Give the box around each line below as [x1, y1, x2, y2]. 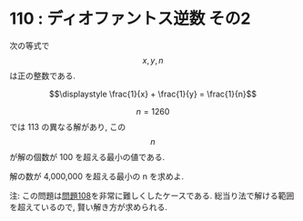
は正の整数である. [9, 70, 76, 81]
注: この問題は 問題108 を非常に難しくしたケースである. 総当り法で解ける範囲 [9, 190, 295, 201]
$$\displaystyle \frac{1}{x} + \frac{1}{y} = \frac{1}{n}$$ [48, 88, 258, 99]
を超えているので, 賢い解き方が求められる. [9, 201, 168, 212]
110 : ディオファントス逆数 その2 [9, 8, 251, 29]
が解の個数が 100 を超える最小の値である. [9, 151, 166, 162]
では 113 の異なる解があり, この [9, 121, 126, 132]
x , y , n [142, 55, 164, 65]
